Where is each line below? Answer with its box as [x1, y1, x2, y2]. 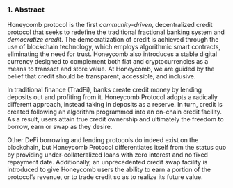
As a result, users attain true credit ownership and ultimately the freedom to [7, 115, 224, 123]
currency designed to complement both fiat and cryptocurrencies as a [7, 58, 209, 66]
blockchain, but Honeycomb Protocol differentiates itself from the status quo [7, 144, 227, 152]
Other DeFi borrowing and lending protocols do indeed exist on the [7, 136, 199, 144]
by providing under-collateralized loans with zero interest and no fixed [7, 151, 209, 159]
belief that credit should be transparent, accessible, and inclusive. [7, 72, 196, 80]
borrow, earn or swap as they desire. [7, 123, 113, 131]
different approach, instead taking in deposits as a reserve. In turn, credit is [7, 101, 223, 109]
